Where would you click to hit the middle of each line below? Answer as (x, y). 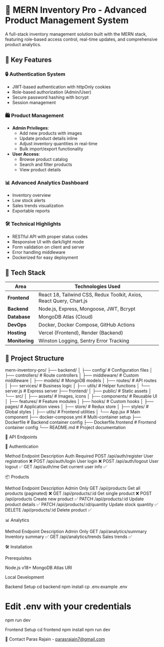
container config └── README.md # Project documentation (65, 428)
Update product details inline (49, 138)
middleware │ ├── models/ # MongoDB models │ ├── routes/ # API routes (81, 380)
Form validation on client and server (48, 247)
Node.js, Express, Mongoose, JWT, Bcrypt (87, 309)
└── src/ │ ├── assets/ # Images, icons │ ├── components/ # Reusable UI (81, 396)
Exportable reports (31, 211)
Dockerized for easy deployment (45, 257)
